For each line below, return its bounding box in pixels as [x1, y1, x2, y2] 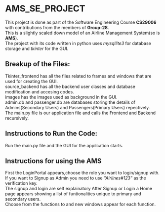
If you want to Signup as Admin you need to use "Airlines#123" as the [5, 175, 147, 181]
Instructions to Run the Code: [5, 129, 98, 138]
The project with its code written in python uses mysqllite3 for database [5, 40, 152, 46]
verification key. [5, 180, 38, 186]
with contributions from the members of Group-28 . [5, 24, 110, 30]
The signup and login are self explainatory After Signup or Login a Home [5, 186, 152, 192]
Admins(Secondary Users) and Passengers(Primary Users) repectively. [5, 104, 150, 110]
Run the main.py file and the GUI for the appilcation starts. [5, 142, 124, 148]
